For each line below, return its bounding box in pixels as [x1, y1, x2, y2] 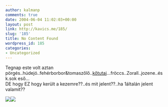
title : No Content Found [5, 36, 58, 41]
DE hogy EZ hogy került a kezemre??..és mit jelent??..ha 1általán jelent [5, 80, 153, 87]
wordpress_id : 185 [5, 41, 45, 46]
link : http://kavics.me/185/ [5, 27, 68, 32]
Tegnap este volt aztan [5, 65, 54, 71]
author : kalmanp [5, 7, 40, 13]
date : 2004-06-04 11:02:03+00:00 [5, 17, 77, 22]
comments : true [5, 12, 38, 17]
